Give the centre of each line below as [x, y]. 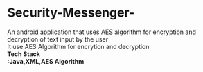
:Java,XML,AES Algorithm [46, 61]
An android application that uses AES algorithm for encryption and [101, 32]
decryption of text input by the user [58, 39]
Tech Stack [24, 54]
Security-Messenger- [71, 13]
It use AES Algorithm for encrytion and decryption [79, 46]
